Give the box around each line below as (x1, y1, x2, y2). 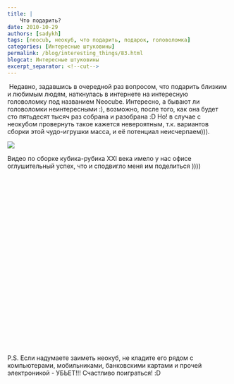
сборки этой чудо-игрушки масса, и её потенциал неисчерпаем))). (7, 127, 210, 136)
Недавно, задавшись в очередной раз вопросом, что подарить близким (8, 82, 228, 90)
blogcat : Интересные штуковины (7, 56, 99, 64)
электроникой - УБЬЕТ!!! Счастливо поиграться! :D (7, 368, 161, 377)
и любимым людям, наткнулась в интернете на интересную (7, 90, 189, 98)
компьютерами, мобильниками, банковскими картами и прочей (7, 361, 202, 369)
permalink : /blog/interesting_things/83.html (7, 50, 143, 57)
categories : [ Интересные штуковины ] (7, 43, 115, 50)
